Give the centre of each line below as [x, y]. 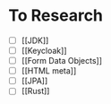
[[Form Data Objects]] [62, 61]
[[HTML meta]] [49, 71]
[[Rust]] [35, 91]
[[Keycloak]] [44, 51]
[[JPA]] [34, 81]
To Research [56, 16]
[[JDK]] [35, 40]
